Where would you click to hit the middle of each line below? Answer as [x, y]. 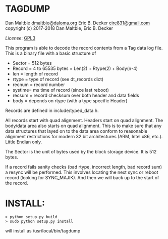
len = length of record [35, 73]
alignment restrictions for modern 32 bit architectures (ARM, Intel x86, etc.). [84, 136]
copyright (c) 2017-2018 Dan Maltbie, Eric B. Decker [59, 28]
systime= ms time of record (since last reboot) [61, 90]
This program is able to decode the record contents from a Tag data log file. [84, 48]
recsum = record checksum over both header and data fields [76, 95]
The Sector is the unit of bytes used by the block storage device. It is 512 [81, 151]
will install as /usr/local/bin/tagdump [43, 230]
